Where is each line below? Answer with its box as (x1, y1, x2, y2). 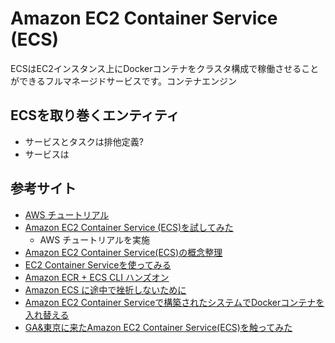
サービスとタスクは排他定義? (24, 135, 144, 147)
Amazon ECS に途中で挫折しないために (24, 283, 187, 296)
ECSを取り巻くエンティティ (10, 107, 180, 124)
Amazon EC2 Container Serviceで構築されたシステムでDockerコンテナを (24, 296, 325, 308)
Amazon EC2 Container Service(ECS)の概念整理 (24, 246, 223, 258)
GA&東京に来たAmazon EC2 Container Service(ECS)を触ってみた (24, 321, 293, 333)
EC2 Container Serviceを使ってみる (24, 258, 172, 271)
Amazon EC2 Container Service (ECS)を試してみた (24, 221, 234, 233)
